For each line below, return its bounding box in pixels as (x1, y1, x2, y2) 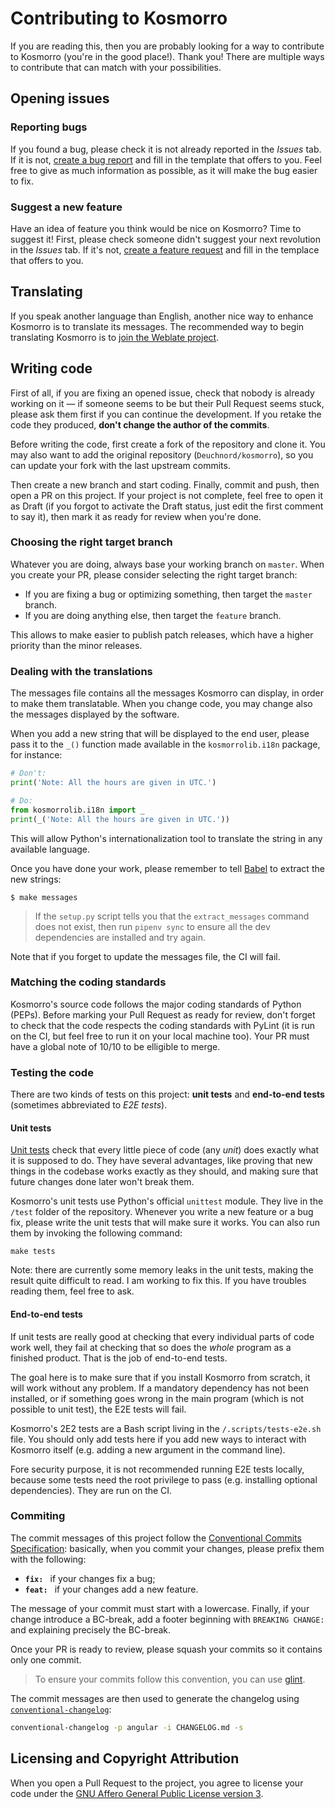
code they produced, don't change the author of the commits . (10, 418, 270, 431)
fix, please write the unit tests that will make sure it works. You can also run (10, 1217, 321, 1229)
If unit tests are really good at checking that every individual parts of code (10, 1330, 315, 1342)
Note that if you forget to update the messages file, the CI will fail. (10, 950, 281, 962)
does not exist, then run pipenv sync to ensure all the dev (34, 920, 271, 932)
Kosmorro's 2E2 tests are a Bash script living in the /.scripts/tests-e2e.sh (10, 1422, 322, 1434)
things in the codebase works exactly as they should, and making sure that (10, 1165, 319, 1177)
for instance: (10, 749, 63, 761)
